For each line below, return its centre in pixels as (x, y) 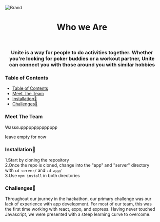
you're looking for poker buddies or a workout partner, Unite (82, 59)
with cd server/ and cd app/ (33, 170)
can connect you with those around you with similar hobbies (82, 65)
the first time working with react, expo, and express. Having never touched (80, 209)
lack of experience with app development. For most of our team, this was (79, 204)
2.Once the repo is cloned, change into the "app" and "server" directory (77, 165)
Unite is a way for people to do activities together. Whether (82, 53)
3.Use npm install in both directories (42, 176)
